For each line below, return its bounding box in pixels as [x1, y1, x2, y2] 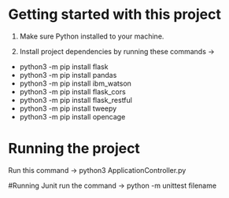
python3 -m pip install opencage [19, 112, 126, 121]
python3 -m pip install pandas [19, 70, 117, 79]
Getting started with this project [8, 5, 222, 24]
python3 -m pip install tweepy [19, 104, 117, 113]
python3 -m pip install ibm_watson [19, 79, 132, 88]
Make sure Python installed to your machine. [19, 31, 164, 41]
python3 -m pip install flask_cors [19, 86, 126, 96]
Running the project [8, 140, 140, 158]
